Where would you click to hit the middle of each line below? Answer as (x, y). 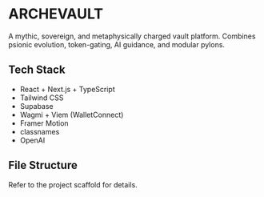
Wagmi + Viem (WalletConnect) (72, 115)
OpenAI (32, 140)
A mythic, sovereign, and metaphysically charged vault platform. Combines (132, 36)
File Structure (43, 165)
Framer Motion (44, 123)
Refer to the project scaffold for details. (73, 184)
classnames (40, 131)
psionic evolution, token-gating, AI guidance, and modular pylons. (117, 44)
